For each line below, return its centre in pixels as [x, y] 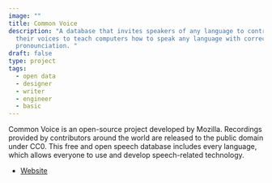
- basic [29, 106]
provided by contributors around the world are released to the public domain [136, 138]
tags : [17, 69]
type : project [32, 62]
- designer [34, 83]
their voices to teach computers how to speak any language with [128, 38]
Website [34, 171]
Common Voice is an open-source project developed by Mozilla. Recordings [136, 130]
